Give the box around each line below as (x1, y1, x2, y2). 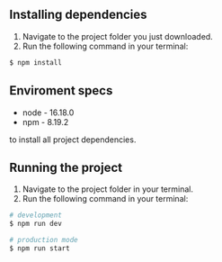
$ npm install (9, 58, 63, 67)
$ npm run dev (9, 220, 63, 229)
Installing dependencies (9, 7, 147, 23)
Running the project (9, 159, 123, 175)
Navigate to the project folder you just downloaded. (22, 31, 213, 41)
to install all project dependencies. (9, 134, 137, 145)
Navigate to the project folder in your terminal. (22, 184, 193, 194)
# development (9, 211, 63, 220)
